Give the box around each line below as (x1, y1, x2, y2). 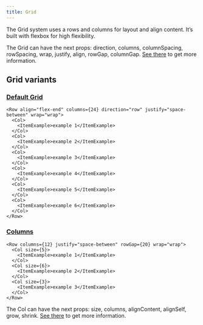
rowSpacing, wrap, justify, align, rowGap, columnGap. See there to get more (6, 50, 197, 58)
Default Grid (6, 93, 43, 101)
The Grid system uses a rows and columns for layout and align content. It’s (6, 26, 193, 33)
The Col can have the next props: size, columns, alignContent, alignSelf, (6, 305, 187, 313)
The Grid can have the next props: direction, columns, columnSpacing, (6, 44, 184, 51)
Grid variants (6, 74, 57, 85)
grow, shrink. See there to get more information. (6, 312, 126, 319)
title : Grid (6, 9, 36, 15)
